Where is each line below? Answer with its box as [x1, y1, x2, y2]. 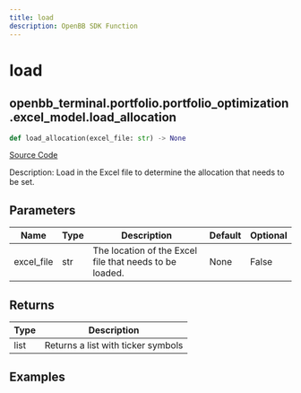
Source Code [9, 150, 58, 161]
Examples [9, 370, 65, 385]
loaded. [92, 266, 125, 279]
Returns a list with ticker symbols [44, 339, 184, 351]
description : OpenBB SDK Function [9, 22, 139, 31]
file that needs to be [92, 256, 177, 268]
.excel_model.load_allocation [9, 109, 177, 126]
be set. [9, 177, 35, 188]
